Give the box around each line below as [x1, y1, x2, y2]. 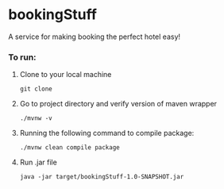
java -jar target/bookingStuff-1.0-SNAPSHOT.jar [19, 173, 184, 181]
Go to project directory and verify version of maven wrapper [19, 99, 217, 109]
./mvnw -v [19, 114, 53, 122]
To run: [8, 52, 37, 63]
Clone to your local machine [19, 70, 112, 79]
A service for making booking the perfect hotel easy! [8, 32, 181, 41]
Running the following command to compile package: [19, 129, 195, 138]
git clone [19, 85, 53, 93]
